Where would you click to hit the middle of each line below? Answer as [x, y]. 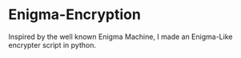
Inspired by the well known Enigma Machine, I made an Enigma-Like [120, 37]
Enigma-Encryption [75, 15]
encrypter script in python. [52, 44]
